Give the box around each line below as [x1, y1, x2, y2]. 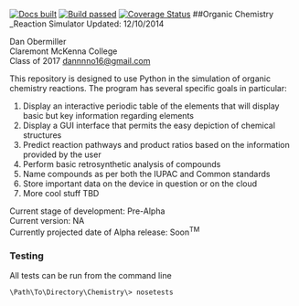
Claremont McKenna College [9, 46, 118, 57]
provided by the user [22, 149, 102, 160]
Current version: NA [9, 216, 85, 226]
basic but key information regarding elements [22, 111, 195, 121]
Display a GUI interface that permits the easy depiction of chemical [22, 120, 276, 131]
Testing [9, 249, 44, 262]
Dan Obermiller [9, 37, 67, 47]
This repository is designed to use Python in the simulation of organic [9, 73, 272, 84]
